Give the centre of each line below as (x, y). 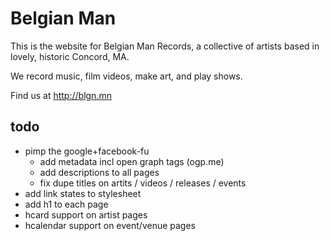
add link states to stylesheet (83, 193)
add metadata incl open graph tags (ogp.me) (132, 161)
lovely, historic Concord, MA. (70, 56)
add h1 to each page (66, 204)
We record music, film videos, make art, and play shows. (126, 76)
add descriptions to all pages (99, 172)
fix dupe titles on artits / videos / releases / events (143, 183)
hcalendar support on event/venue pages (110, 225)
